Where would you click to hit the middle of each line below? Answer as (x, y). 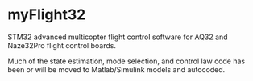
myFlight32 (47, 15)
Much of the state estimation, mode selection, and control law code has (126, 61)
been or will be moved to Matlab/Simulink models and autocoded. (116, 69)
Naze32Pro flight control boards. (62, 45)
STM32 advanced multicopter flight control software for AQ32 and (118, 37)
